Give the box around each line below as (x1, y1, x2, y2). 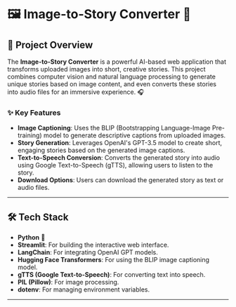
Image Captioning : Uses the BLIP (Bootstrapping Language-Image (17, 124, 211, 132)
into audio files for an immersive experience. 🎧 (7, 88, 145, 96)
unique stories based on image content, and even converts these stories (7, 80, 216, 88)
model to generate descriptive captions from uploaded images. (43, 131, 226, 139)
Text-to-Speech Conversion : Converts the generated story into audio (17, 153, 221, 162)
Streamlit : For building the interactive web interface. (17, 240, 169, 250)
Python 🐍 (17, 233, 46, 242)
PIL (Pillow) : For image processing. (17, 278, 119, 287)
